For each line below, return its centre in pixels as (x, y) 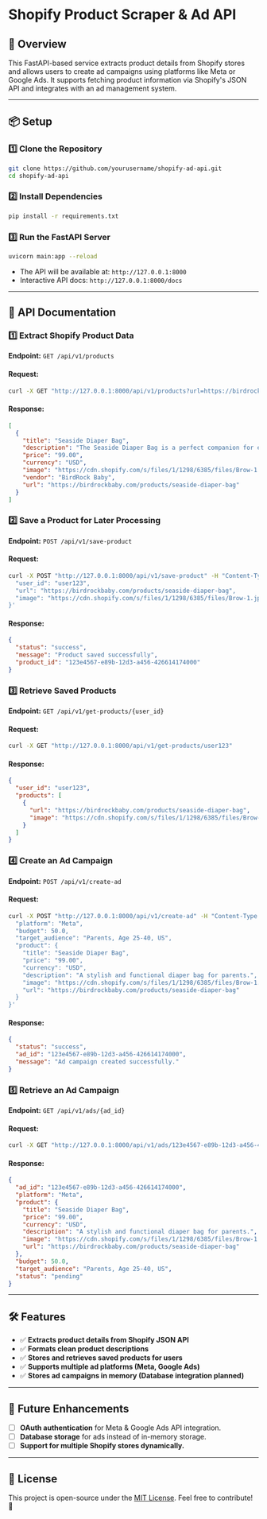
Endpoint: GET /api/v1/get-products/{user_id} (86, 711)
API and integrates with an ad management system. (93, 88)
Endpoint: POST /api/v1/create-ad (65, 881)
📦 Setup (31, 122)
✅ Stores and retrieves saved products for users (101, 1358)
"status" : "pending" (49, 1276)
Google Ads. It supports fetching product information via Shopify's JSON (128, 80)
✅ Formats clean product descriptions (84, 1349)
